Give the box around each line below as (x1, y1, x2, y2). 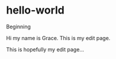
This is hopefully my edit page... (6, 45, 85, 53)
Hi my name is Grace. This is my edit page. (6, 34, 111, 41)
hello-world (6, 4, 65, 17)
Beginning (6, 23, 31, 30)
